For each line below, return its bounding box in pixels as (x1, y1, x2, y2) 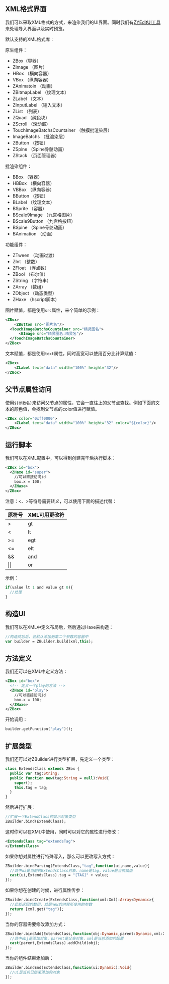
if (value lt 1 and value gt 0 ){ (5, 585, 73, 590)
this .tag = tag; (14, 785, 49, 790)
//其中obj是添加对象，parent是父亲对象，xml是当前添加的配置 (10, 936, 124, 941)
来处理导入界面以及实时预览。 (5, 25, 67, 31)
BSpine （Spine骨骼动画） (12, 224, 67, 230)
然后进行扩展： (5, 804, 36, 810)
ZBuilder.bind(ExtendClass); (5, 819, 66, 824)
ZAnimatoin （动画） (12, 83, 55, 89)
